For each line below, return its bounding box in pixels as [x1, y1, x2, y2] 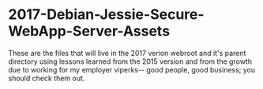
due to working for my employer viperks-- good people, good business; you [8, 65, 256, 74]
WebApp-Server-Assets [8, 22, 171, 40]
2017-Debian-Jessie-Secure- [8, 6, 205, 24]
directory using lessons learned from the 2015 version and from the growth [8, 57, 253, 66]
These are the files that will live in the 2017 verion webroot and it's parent [8, 48, 246, 57]
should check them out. [8, 73, 85, 83]
